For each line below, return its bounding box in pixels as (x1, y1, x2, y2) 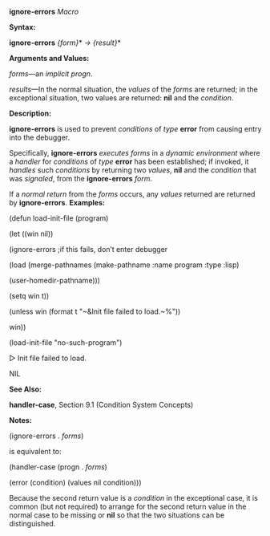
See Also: (9, 384, 42, 394)
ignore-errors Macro (9, 7, 79, 16)
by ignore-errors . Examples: (9, 198, 105, 207)
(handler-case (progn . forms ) (9, 462, 107, 472)
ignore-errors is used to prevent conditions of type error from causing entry (9, 124, 262, 133)
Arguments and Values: (9, 54, 90, 63)
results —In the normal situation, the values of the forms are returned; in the (9, 84, 259, 94)
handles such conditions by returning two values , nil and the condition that (9, 165, 257, 175)
